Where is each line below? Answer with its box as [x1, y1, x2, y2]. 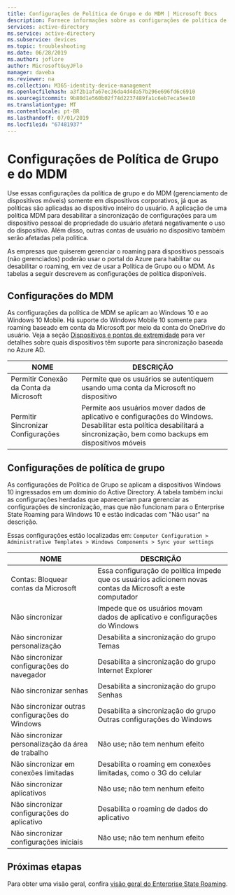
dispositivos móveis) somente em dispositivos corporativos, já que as [7, 197, 208, 205]
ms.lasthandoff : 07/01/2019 [7, 114, 90, 121]
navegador [10, 670, 47, 680]
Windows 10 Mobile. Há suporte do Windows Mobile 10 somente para [7, 316, 208, 324]
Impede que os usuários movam [97, 604, 203, 613]
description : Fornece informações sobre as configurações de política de [7, 17, 227, 24]
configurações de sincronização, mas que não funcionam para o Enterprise [7, 503, 225, 511]
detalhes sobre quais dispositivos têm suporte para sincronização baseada [7, 338, 224, 347]
